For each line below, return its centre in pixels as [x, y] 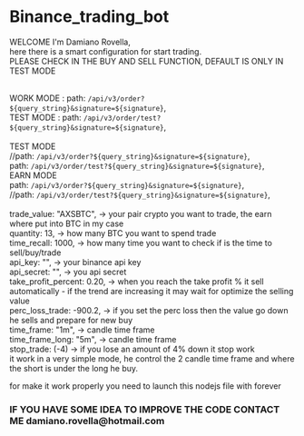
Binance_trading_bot [89, 17]
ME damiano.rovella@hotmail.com [87, 421]
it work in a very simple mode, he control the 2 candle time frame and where [152, 358]
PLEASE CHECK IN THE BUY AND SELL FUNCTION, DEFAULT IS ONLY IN [147, 61]
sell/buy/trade [35, 253]
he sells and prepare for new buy [71, 320]
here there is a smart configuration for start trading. [106, 51]
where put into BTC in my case [67, 223]
